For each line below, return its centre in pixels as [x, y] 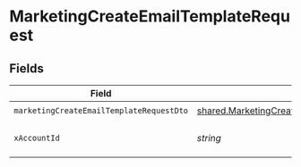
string [209, 138]
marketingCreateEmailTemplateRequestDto [101, 110]
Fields [27, 68]
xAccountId [37, 138]
